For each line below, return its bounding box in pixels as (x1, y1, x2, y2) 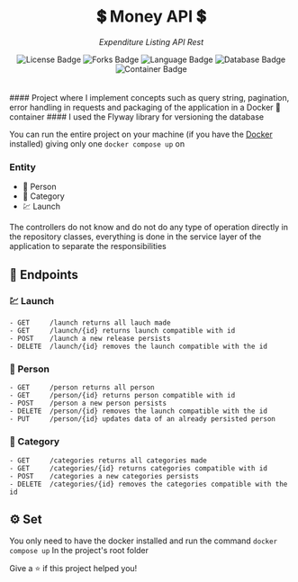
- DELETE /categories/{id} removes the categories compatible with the (9, 479, 288, 488)
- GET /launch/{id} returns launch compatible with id (9, 326, 236, 335)
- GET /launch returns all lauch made (9, 318, 171, 327)
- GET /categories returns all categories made (9, 456, 207, 465)
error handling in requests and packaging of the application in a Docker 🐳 (9, 102, 282, 112)
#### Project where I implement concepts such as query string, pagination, (9, 92, 290, 103)
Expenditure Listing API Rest (98, 36, 204, 47)
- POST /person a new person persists (9, 398, 167, 408)
